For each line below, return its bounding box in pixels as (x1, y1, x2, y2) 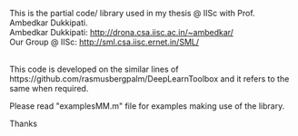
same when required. (9, 83, 89, 93)
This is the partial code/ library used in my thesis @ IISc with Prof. (9, 8, 256, 18)
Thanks (9, 118, 38, 129)
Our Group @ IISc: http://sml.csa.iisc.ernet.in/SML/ (9, 36, 200, 47)
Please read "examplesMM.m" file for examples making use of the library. (9, 101, 285, 112)
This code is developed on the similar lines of (9, 63, 179, 74)
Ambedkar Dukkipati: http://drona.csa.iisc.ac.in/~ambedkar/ (9, 27, 234, 37)
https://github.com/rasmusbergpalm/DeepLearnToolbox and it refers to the (9, 73, 290, 84)
